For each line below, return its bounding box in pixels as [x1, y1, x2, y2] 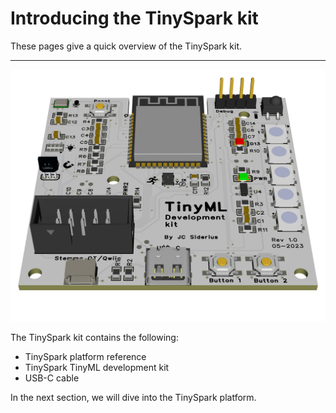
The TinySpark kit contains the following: [10, 332, 179, 344]
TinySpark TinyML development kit [24, 362, 170, 374]
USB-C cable [24, 372, 80, 384]
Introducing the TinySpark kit [10, 7, 259, 30]
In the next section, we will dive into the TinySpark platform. [10, 392, 257, 404]
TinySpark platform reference [24, 351, 147, 363]
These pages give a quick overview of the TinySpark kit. [10, 40, 243, 52]
